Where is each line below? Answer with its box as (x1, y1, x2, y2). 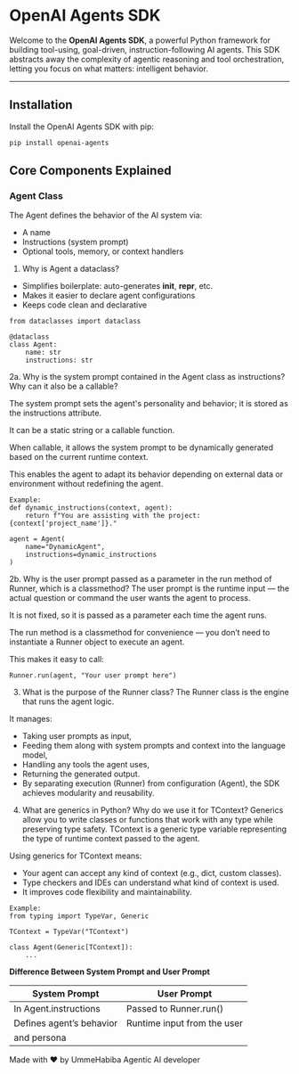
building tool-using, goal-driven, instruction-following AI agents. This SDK (9, 44, 280, 54)
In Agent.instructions (13, 1003, 101, 1015)
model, (21, 750, 48, 760)
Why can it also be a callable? (9, 381, 118, 392)
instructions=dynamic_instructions (25, 550, 158, 560)
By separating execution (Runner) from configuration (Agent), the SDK (21, 778, 280, 789)
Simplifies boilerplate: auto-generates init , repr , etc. (21, 281, 214, 291)
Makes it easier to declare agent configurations (21, 291, 196, 301)
